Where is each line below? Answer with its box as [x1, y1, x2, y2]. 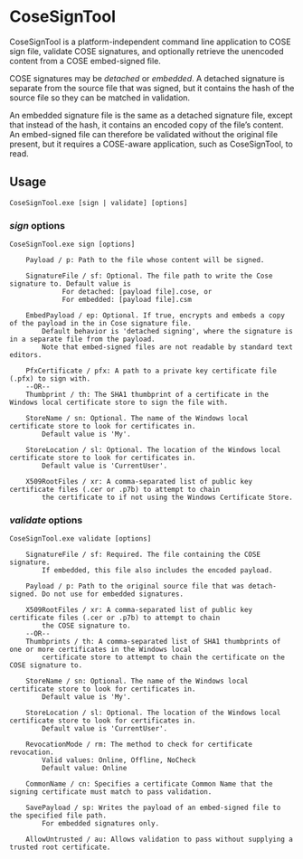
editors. [9, 351, 43, 360]
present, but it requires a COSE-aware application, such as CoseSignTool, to [9, 138, 294, 149]
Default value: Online [42, 764, 128, 773]
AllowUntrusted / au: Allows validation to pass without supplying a [25, 835, 294, 845]
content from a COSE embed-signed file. [9, 55, 161, 66]
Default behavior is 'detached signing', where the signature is [42, 327, 294, 336]
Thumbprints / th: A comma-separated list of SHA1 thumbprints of [25, 637, 281, 647]
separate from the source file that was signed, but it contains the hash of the [9, 82, 295, 93]
